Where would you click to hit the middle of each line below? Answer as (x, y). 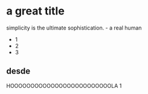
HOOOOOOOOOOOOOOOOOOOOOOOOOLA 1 (64, 86)
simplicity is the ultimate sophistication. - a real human (74, 28)
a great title (35, 11)
